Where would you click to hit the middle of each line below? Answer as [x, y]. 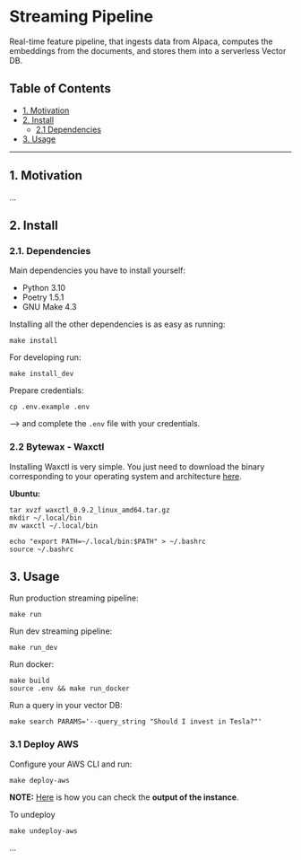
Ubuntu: [25, 493]
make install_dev [42, 374]
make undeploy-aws [43, 831]
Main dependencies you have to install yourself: [98, 270]
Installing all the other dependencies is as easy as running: [117, 324]
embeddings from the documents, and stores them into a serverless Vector [148, 50]
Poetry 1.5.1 [43, 297]
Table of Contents [60, 88]
